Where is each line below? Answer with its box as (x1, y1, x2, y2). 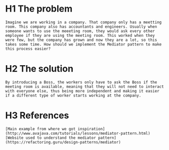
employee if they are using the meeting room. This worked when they (5, 33, 155, 38)
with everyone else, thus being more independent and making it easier (5, 88, 159, 93)
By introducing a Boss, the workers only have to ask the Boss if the (5, 79, 157, 85)
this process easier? (5, 46, 51, 51)
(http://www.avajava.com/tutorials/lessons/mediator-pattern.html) (5, 131, 151, 136)
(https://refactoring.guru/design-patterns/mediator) (5, 139, 121, 144)
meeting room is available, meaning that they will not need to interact (5, 84, 164, 89)
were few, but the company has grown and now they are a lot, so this (5, 37, 157, 42)
